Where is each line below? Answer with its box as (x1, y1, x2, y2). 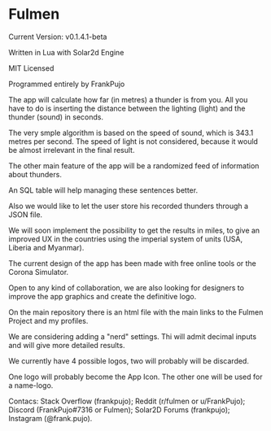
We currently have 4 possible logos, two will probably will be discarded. (8, 355, 250, 366)
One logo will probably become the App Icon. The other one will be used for (8, 372, 263, 381)
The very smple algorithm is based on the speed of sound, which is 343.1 (8, 128, 254, 137)
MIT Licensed (8, 63, 55, 73)
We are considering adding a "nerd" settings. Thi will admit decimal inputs (8, 331, 257, 342)
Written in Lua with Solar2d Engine (8, 47, 125, 57)
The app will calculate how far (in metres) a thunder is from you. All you (8, 94, 248, 104)
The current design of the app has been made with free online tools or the (8, 258, 256, 268)
